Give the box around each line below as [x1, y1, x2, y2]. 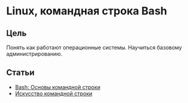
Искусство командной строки [14, 90, 93, 97]
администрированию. [6, 50, 63, 57]
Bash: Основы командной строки [14, 83, 101, 90]
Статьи [6, 68, 35, 78]
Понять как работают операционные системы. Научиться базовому [6, 44, 183, 51]
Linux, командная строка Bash [6, 4, 168, 18]
